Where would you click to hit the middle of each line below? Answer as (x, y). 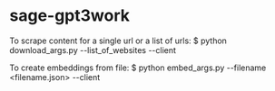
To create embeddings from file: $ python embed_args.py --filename (138, 68)
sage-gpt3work (69, 16)
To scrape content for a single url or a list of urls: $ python (118, 41)
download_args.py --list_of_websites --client (93, 50)
